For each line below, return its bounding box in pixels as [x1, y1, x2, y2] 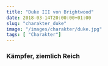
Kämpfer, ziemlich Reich [6, 52, 81, 61]
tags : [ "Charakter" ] [6, 32, 62, 38]
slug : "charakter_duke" [6, 20, 67, 26]
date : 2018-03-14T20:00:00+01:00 [6, 15, 92, 21]
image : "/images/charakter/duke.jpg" [6, 26, 103, 32]
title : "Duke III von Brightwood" [6, 9, 95, 15]
